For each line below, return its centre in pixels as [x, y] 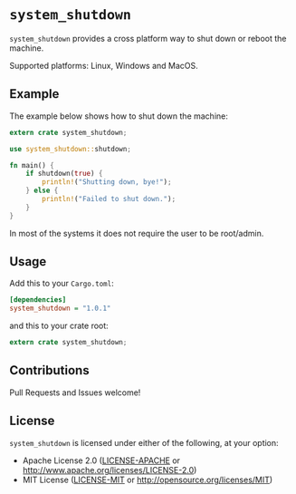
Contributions [49, 370]
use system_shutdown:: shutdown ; [70, 149]
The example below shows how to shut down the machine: [119, 116]
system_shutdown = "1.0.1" [60, 309]
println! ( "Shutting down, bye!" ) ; [107, 182]
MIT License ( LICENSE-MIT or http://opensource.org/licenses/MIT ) [148, 479]
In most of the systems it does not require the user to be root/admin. [137, 233]
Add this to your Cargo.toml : [62, 284]
